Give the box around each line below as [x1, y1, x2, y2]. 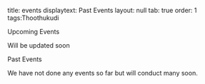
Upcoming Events [7, 28, 60, 36]
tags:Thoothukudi [7, 14, 59, 22]
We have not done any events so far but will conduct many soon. [7, 69, 198, 77]
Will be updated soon [7, 41, 70, 49]
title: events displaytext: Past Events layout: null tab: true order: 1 [7, 6, 198, 14]
